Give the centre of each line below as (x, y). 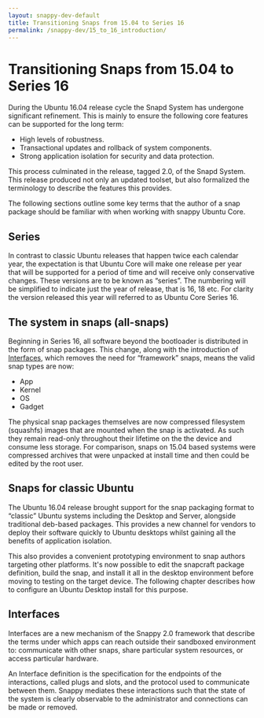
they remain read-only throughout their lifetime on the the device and (120, 439)
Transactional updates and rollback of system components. (115, 148)
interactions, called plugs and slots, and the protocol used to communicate (129, 682)
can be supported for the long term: (66, 124)
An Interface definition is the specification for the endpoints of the (115, 673)
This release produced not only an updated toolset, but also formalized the (129, 180)
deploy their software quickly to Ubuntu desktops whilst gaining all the (122, 532)
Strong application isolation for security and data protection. (117, 156)
